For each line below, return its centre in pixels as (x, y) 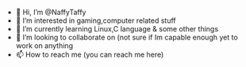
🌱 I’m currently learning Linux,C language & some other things (117, 29)
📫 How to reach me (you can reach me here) (90, 54)
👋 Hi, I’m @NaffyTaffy (51, 12)
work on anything (44, 46)
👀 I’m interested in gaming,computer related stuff (96, 20)
